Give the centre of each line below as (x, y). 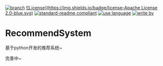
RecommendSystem (48, 33)
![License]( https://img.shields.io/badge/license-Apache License (92, 8)
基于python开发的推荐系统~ (34, 47)
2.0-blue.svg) (19, 13)
